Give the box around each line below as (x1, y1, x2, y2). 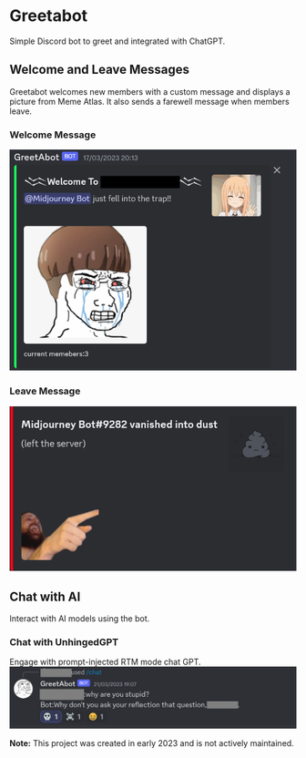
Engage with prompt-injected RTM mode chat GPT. (9, 657, 201, 668)
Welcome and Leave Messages (9, 62, 189, 77)
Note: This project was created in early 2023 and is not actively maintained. (9, 738, 294, 749)
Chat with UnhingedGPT (9, 636, 119, 649)
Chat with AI (9, 589, 81, 604)
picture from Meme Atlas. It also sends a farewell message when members (9, 96, 290, 107)
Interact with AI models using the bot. (9, 613, 150, 624)
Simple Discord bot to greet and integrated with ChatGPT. (9, 36, 226, 46)
